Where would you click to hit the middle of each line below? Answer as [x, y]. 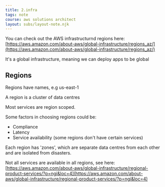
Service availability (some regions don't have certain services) [78, 138]
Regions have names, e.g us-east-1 [42, 87]
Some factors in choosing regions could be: [51, 117]
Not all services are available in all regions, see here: [60, 163]
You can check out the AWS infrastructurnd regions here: [65, 39]
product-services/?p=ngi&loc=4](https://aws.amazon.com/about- [74, 174]
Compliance [25, 127]
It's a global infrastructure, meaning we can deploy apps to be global [77, 59]
